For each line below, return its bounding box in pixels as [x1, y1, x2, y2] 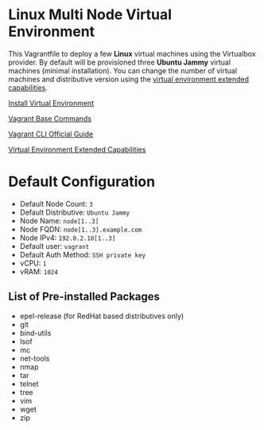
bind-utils [19, 328, 52, 337]
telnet [19, 379, 39, 389]
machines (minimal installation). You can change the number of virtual [8, 65, 237, 75]
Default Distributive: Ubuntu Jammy [19, 207, 130, 217]
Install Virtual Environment [8, 98, 94, 108]
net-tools [19, 353, 50, 363]
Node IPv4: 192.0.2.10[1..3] [19, 233, 116, 243]
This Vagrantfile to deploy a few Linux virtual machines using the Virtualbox [8, 49, 256, 58]
